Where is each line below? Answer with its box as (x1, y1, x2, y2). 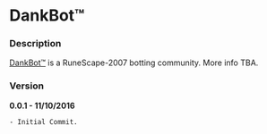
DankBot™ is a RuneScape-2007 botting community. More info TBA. (9, 57, 259, 68)
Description (9, 38, 62, 50)
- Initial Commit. (9, 117, 78, 126)
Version (9, 80, 45, 92)
